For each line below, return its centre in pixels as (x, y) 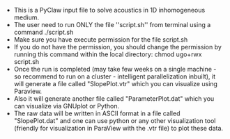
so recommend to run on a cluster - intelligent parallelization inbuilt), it (115, 76)
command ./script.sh (44, 32)
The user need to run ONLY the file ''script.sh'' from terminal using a (112, 25)
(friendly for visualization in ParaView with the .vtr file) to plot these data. (118, 128)
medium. (26, 17)
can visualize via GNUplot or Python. (67, 106)
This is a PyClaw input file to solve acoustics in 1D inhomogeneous (109, 10)
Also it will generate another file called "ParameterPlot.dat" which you (114, 99)
